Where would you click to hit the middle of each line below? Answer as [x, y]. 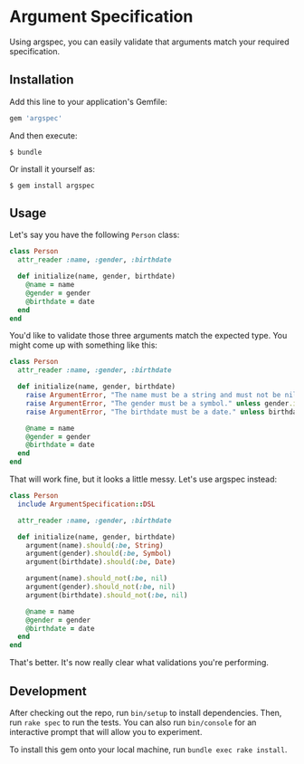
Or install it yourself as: [52, 168]
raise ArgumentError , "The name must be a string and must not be [153, 396]
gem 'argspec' [36, 118]
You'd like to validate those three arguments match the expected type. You [148, 336]
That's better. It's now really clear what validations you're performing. [139, 663]
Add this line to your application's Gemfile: [88, 101]
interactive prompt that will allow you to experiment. [106, 732]
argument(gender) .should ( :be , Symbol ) [99, 554]
